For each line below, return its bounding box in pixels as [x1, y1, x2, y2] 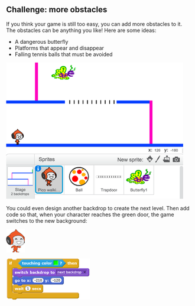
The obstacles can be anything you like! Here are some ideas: [6, 27, 157, 34]
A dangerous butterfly [14, 38, 69, 45]
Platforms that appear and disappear [14, 44, 105, 51]
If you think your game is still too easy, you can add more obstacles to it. [6, 20, 182, 27]
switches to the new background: [6, 217, 87, 224]
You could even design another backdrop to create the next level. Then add [6, 204, 190, 211]
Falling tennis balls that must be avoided [14, 50, 113, 58]
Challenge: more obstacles [6, 5, 108, 15]
